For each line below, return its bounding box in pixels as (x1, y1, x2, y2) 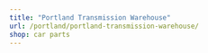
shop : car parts (9, 30, 70, 39)
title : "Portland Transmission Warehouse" (9, 13, 171, 22)
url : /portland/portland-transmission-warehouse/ (9, 22, 200, 31)
